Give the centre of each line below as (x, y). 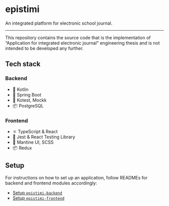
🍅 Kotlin (20, 89)
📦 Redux (22, 148)
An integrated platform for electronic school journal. (59, 23)
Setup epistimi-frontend (38, 198)
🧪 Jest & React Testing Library (44, 137)
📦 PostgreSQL (28, 106)
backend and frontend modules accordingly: (51, 183)
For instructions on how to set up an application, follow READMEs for (76, 177)
